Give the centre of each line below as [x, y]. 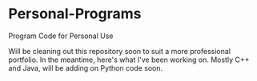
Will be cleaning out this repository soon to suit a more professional [119, 51]
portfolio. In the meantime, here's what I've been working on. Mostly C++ [129, 60]
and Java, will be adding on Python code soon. [85, 67]
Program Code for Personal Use [61, 36]
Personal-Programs [75, 14]
